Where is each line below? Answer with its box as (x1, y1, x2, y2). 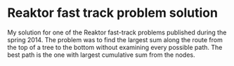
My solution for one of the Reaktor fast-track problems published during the (7, 28, 227, 37)
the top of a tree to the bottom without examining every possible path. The (7, 43, 223, 51)
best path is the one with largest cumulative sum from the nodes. (7, 51, 195, 59)
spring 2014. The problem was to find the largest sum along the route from (7, 35, 223, 44)
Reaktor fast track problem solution (7, 5, 218, 21)
